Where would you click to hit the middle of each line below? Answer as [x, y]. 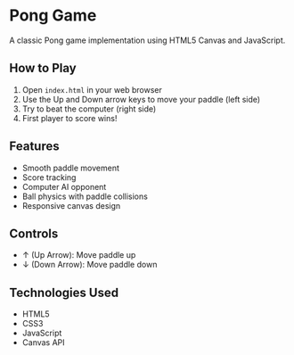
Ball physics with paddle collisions [85, 196]
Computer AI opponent [64, 186]
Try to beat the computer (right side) [89, 109]
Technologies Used [64, 292]
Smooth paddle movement [71, 168]
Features [34, 147]
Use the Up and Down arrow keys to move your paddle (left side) [141, 99]
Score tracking [49, 177]
